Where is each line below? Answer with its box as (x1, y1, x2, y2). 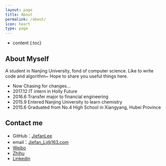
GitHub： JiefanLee (12, 133, 52, 139)
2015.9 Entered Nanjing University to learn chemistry (12, 99, 123, 105)
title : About (5, 12, 33, 17)
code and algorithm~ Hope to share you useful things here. (5, 73, 128, 79)
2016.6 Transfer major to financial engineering (12, 94, 108, 100)
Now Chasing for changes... (12, 82, 71, 89)
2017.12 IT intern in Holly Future (12, 88, 77, 94)
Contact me (5, 119, 43, 127)
